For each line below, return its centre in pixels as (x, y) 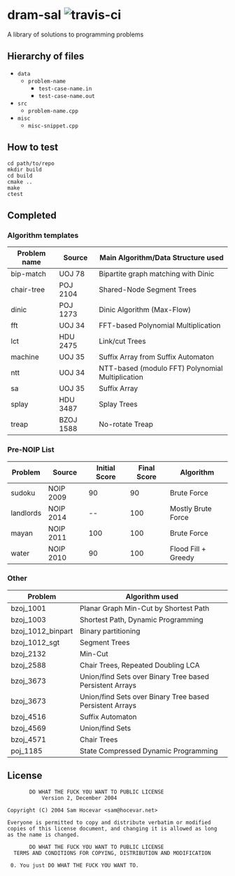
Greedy (182, 558)
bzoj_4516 (29, 716)
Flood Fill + (188, 549)
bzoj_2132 (29, 654)
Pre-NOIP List (31, 450)
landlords (26, 513)
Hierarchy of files (46, 56)
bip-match (29, 274)
